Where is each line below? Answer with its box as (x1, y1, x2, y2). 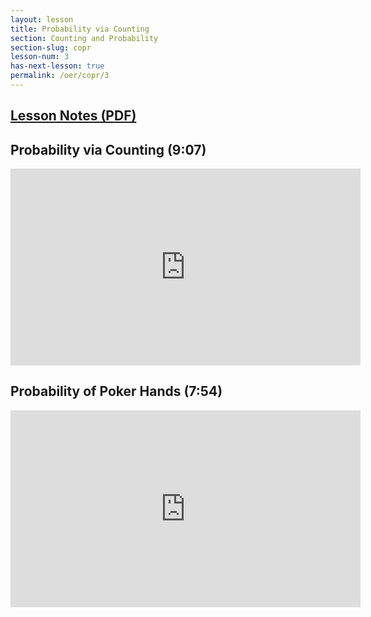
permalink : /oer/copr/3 (10, 71, 110, 81)
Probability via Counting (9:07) (10, 141, 207, 158)
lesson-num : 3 (10, 52, 70, 62)
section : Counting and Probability (10, 33, 159, 43)
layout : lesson (10, 14, 74, 25)
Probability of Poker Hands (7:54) (10, 383, 223, 400)
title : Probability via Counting (10, 24, 150, 34)
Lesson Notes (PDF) (10, 107, 137, 125)
